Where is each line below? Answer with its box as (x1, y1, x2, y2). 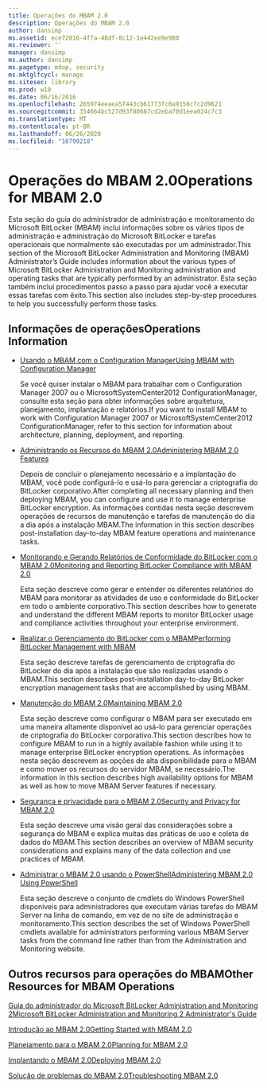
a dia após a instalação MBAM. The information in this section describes (19, 520, 254, 529)
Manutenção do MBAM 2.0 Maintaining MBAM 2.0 (19, 699, 183, 708)
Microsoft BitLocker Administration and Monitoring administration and (8, 265, 236, 275)
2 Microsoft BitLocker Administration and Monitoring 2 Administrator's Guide (8, 1009, 257, 1019)
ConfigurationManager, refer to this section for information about (19, 422, 233, 432)
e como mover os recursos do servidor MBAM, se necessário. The (19, 765, 236, 774)
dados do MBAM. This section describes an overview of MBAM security (19, 838, 254, 847)
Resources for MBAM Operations (8, 979, 175, 993)
